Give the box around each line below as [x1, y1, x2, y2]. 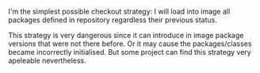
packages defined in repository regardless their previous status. [8, 15, 218, 25]
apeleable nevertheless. [8, 56, 87, 65]
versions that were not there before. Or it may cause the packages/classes [8, 39, 252, 48]
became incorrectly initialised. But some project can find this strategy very [8, 48, 251, 56]
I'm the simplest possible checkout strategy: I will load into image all [8, 7, 231, 16]
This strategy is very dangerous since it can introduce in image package [8, 31, 244, 40]
